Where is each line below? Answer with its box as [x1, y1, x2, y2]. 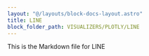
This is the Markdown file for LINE [7, 43, 105, 51]
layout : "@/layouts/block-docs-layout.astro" [7, 10, 143, 17]
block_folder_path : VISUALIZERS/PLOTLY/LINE [7, 23, 140, 30]
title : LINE [7, 17, 42, 24]
